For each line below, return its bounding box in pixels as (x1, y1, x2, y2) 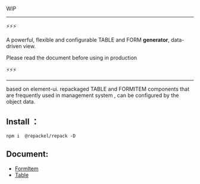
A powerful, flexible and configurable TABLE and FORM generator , (6, 36, 170, 43)
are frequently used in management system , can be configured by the (6, 92, 179, 99)
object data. (6, 98, 36, 105)
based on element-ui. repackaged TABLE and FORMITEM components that (6, 86, 190, 92)
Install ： (6, 117, 40, 127)
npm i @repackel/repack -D (6, 133, 76, 139)
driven (6, 43, 22, 49)
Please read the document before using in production (6, 54, 137, 61)
